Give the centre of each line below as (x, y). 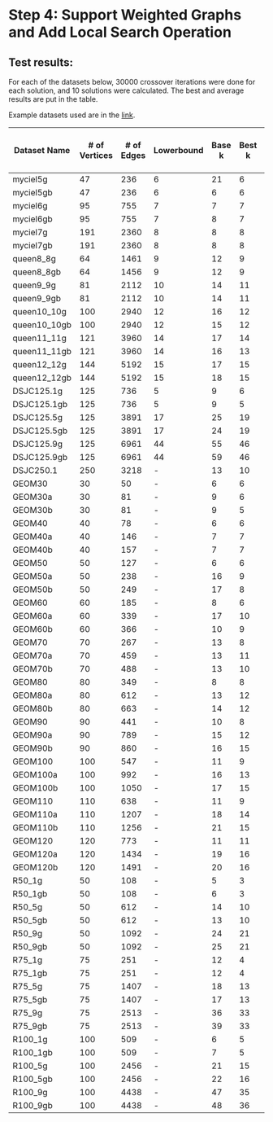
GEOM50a (32, 576)
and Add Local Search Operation (120, 32)
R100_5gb (32, 1079)
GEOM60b (32, 629)
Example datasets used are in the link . (72, 115)
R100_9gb (32, 1105)
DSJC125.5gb (40, 431)
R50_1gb (30, 894)
